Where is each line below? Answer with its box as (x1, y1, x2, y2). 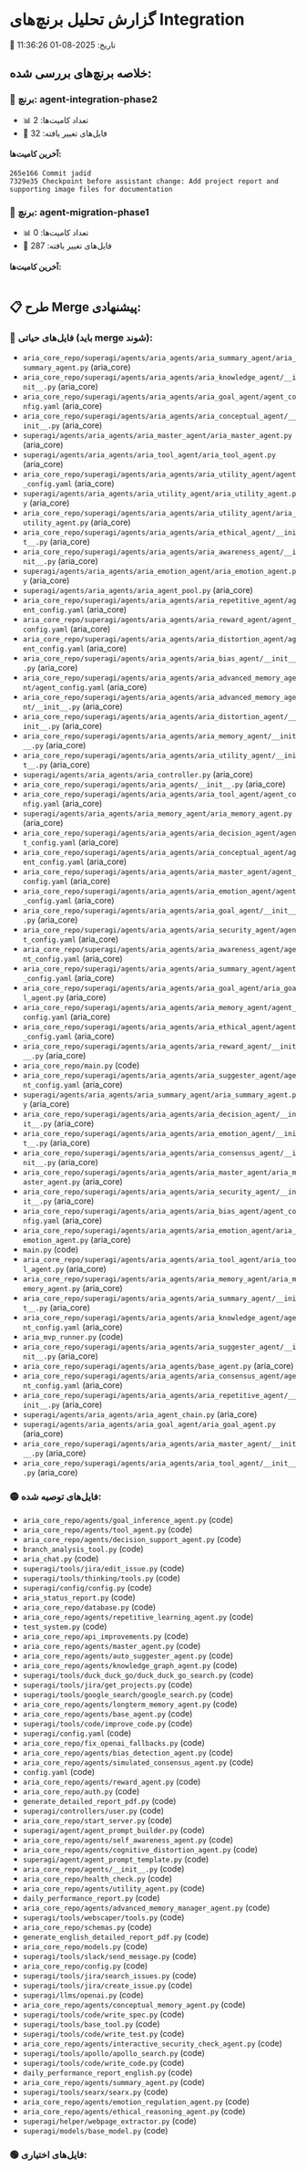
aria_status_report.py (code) (22, 1592, 137, 1603)
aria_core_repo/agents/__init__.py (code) (22, 1863, 185, 1874)
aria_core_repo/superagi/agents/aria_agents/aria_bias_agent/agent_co (22, 1207, 297, 1216)
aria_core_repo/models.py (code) (22, 1941, 148, 1952)
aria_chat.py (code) (22, 1553, 99, 1564)
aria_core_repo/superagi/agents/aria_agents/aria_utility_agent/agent (22, 470, 297, 479)
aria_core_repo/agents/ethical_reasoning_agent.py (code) (22, 2106, 246, 2117)
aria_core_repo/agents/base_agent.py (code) (22, 1708, 193, 1719)
